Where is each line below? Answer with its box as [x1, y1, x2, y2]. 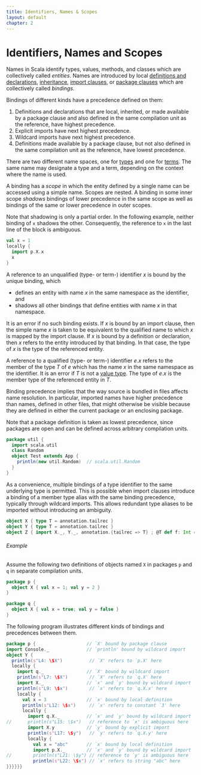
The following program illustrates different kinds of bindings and [6, 622, 165, 630]
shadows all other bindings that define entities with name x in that [14, 302, 177, 309]
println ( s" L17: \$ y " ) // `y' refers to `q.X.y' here [28, 730, 167, 736]
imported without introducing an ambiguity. [6, 506, 112, 514]
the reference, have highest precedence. [14, 121, 115, 128]
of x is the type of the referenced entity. [6, 345, 105, 352]
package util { [6, 436, 44, 442]
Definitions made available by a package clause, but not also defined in [14, 140, 191, 147]
